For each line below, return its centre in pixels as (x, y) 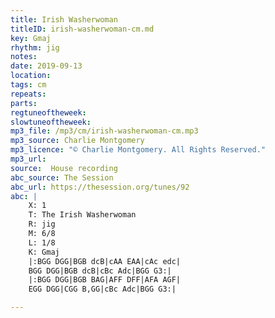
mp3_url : (28, 159)
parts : (24, 103)
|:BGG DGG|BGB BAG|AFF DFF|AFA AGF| (105, 280)
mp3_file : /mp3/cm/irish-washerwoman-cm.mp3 (104, 131)
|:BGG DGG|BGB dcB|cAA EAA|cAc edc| (105, 261)
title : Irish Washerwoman (64, 19)
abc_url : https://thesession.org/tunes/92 (100, 187)
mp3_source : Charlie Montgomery (77, 141)
